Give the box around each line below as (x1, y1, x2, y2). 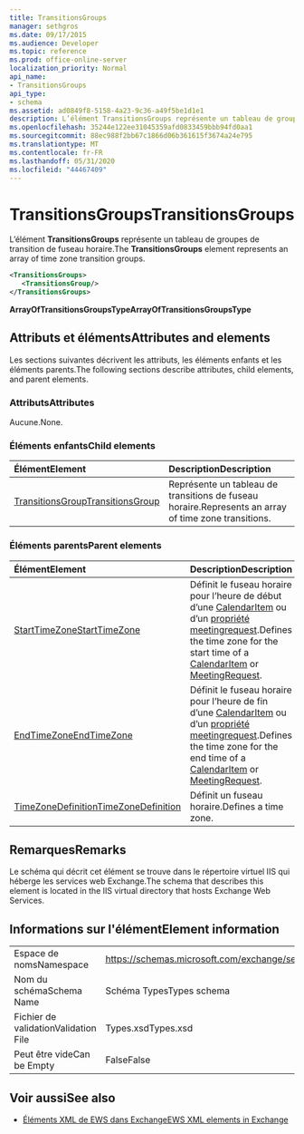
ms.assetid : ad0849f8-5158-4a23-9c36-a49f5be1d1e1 (9, 106, 204, 115)
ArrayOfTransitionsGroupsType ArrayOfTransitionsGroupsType (9, 304, 252, 315)
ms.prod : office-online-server (9, 55, 128, 64)
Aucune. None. (9, 417, 63, 428)
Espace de (14, 947, 59, 960)
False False (105, 1053, 151, 1066)
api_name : (9, 73, 47, 82)
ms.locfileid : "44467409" (9, 165, 107, 174)
